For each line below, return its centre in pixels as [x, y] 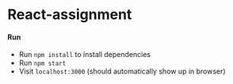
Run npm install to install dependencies [85, 55]
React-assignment [70, 15]
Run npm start [42, 63]
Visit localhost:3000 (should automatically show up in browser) [122, 71]
